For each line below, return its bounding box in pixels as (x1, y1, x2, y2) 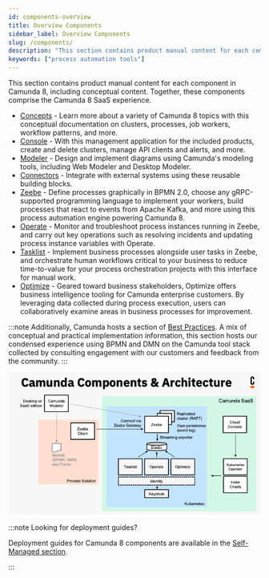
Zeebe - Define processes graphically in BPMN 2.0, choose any (19, 188, 231, 196)
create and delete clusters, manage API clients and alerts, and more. (19, 145, 246, 154)
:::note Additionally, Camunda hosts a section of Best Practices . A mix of (8, 322, 247, 332)
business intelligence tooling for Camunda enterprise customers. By (19, 289, 244, 299)
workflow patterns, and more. (19, 128, 118, 137)
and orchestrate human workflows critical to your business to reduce (19, 256, 248, 265)
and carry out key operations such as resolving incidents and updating (19, 230, 253, 240)
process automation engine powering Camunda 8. (19, 213, 186, 222)
